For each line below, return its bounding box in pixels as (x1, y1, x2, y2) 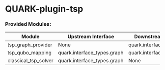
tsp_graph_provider (7, 41, 53, 48)
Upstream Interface (67, 33, 114, 40)
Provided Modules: (5, 21, 52, 28)
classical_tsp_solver (7, 57, 54, 64)
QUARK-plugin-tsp (5, 3, 83, 15)
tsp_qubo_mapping (7, 50, 52, 56)
